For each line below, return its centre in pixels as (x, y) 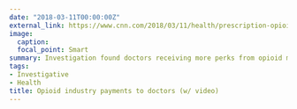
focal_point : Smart (53, 50)
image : (21, 33)
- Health (25, 83)
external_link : (37, 25)
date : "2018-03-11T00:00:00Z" (65, 17)
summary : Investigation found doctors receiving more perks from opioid (146, 58)
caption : (33, 42)
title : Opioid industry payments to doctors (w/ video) (114, 91)
